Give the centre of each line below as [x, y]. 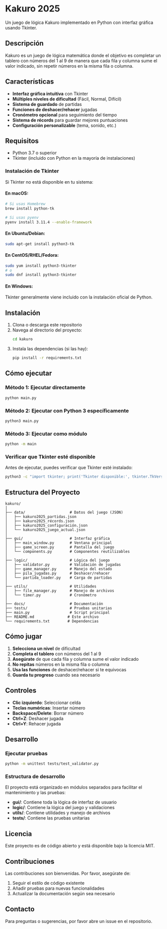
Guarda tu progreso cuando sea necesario [56, 675]
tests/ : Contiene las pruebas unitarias [51, 818]
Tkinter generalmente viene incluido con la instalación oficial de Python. [79, 297]
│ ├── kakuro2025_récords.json [40, 521]
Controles [21, 690]
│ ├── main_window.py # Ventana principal [59, 543]
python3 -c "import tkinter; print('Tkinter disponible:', [68, 477]
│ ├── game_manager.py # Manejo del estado [59, 569]
